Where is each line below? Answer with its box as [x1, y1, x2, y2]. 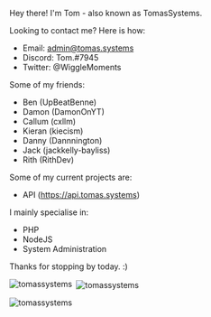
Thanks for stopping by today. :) [9, 261, 128, 272]
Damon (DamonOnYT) [22, 107, 105, 117]
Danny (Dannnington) [22, 135, 103, 145]
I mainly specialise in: [9, 207, 89, 218]
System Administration [22, 244, 107, 254]
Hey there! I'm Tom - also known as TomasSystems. [9, 8, 203, 18]
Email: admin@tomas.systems [22, 42, 134, 53]
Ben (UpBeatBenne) [22, 97, 97, 107]
